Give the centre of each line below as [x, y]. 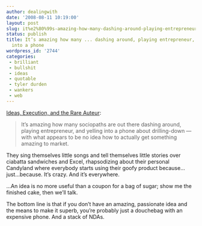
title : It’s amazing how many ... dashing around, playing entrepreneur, [101, 40]
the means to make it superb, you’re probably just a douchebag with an [94, 210]
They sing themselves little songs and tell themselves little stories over [93, 155]
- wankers [21, 90]
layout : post [23, 23]
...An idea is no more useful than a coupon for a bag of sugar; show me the [99, 186]
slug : [13, 29]
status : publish [26, 34]
